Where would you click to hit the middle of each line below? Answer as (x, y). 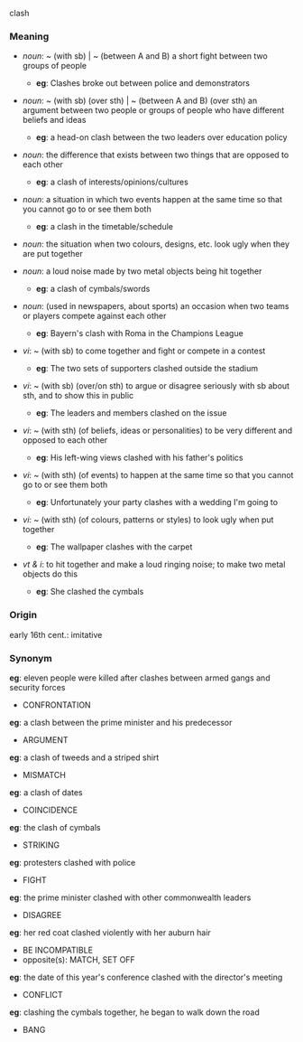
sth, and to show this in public (78, 396)
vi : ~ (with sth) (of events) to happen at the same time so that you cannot (158, 475)
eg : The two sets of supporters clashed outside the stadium (147, 369)
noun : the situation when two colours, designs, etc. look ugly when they (156, 244)
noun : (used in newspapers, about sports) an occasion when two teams (156, 306)
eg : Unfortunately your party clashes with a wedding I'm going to (156, 502)
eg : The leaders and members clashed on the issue (131, 413)
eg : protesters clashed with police (73, 862)
